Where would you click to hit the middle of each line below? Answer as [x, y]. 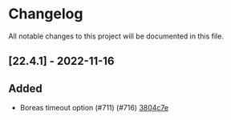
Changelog [46, 14]
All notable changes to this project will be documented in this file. [116, 36]
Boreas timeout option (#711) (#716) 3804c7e [94, 108]
